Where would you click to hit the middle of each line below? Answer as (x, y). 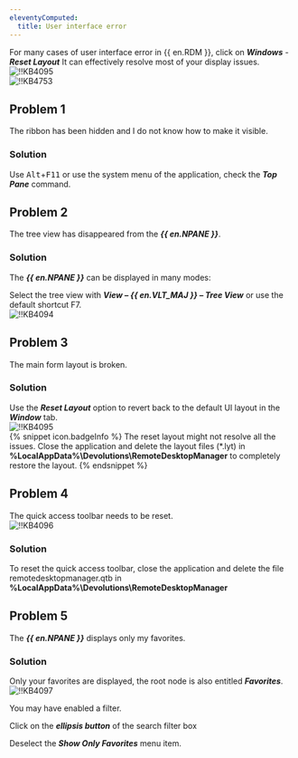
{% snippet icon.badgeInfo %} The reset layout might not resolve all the (143, 437)
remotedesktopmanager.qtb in (65, 578)
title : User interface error (72, 26)
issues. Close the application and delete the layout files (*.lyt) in (127, 446)
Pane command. (40, 184)
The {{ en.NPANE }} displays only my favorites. (98, 638)
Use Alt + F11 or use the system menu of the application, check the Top (143, 174)
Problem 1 (37, 109)
